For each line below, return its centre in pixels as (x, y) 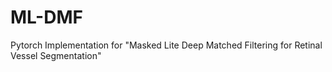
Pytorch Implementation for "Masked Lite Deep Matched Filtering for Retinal (166, 45)
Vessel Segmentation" (56, 55)
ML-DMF (46, 17)
